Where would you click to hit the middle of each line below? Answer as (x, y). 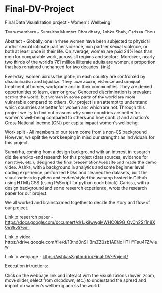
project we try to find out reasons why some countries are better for (73, 112)
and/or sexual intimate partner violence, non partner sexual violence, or (76, 46)
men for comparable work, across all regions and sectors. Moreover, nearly (80, 56)
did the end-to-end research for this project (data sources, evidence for (77, 157)
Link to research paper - (29, 217)
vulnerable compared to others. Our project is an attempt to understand (76, 102)
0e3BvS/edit (17, 227)
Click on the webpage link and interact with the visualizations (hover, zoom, (80, 275)
